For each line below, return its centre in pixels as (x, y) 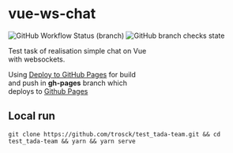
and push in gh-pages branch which (68, 83)
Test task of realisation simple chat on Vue (77, 50)
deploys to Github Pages (48, 91)
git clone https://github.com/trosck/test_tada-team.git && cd (115, 134)
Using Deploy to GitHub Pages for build (72, 74)
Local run (32, 116)
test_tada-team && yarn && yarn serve (72, 141)
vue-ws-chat (52, 14)
